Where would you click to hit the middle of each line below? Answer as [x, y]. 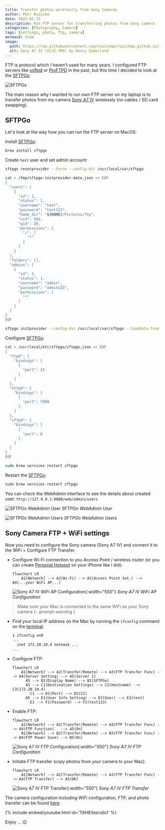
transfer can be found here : [33, 803]
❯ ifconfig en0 [28, 636]
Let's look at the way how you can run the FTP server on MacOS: [71, 132]
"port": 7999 [36, 402]
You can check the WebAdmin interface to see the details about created [78, 493]
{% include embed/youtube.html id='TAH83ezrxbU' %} [61, 812]
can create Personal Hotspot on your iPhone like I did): [67, 565]
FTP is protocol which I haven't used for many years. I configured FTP [76, 65]
